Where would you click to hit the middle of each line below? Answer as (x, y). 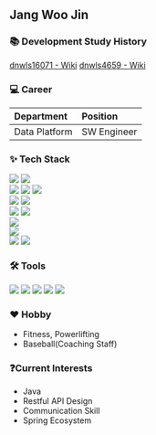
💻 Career (31, 89)
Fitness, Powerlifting (61, 334)
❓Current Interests (51, 367)
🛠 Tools (28, 266)
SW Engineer (109, 132)
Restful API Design (57, 401)
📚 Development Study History (78, 42)
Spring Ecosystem (57, 420)
